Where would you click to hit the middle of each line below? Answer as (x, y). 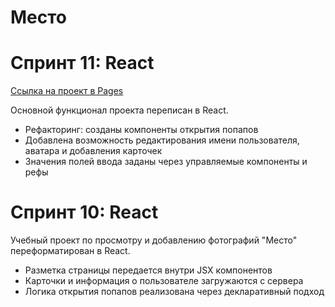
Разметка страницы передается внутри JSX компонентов (148, 270)
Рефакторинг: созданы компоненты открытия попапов (141, 130)
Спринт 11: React (82, 63)
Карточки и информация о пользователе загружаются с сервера (164, 281)
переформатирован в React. (70, 251)
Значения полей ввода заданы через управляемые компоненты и (166, 162)
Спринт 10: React (84, 212)
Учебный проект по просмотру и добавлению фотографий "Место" (154, 240)
